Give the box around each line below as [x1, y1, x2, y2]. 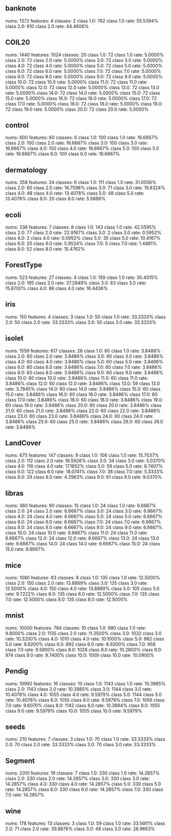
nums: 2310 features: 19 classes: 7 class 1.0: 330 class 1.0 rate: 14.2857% [5, 770, 160, 776]
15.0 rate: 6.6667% [5, 546, 45, 553]
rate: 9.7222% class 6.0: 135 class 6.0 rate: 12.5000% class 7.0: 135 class [5, 590, 160, 597]
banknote [5, 4, 37, 13]
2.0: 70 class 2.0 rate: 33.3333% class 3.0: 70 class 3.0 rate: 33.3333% [5, 742, 156, 748]
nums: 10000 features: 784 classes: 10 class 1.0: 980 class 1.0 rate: [5, 625, 146, 631]
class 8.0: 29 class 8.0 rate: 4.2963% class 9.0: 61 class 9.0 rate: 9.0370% [5, 474, 162, 480]
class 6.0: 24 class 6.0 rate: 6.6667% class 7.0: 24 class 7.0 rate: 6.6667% [5, 519, 161, 525]
